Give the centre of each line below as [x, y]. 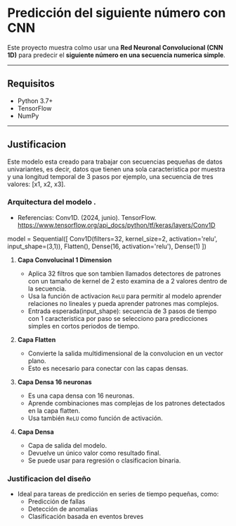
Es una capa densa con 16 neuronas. [81, 396]
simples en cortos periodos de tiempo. [84, 326]
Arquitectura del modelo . [52, 202]
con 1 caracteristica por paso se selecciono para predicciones [118, 318]
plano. [37, 360]
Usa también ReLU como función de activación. [95, 418]
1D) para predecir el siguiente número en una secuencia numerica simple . [117, 55]
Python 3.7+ [35, 101]
